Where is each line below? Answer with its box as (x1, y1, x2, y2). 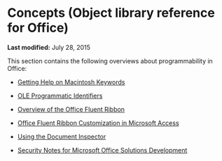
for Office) (7, 20, 69, 36)
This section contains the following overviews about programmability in (7, 56, 214, 65)
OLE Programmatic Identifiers (17, 91, 103, 100)
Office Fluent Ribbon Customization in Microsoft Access (17, 118, 180, 127)
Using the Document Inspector (17, 132, 106, 141)
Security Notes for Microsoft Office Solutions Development (17, 146, 188, 154)
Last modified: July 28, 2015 (7, 43, 91, 51)
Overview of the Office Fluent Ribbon (17, 105, 125, 113)
